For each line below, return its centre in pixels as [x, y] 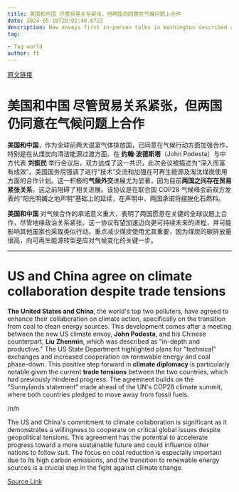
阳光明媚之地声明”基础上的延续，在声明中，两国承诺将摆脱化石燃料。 [124, 198]
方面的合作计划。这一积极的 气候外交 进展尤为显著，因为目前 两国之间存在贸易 [119, 180]
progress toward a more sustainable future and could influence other [108, 445]
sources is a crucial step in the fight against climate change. [95, 467]
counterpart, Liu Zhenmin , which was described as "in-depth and [104, 341]
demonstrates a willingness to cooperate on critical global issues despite [114, 429]
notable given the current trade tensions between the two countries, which [118, 371]
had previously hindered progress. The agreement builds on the [101, 379]
